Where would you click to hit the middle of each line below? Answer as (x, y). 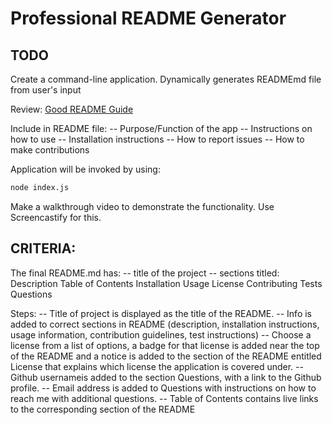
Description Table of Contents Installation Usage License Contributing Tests (166, 283)
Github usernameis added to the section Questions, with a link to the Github (166, 377)
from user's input (46, 90)
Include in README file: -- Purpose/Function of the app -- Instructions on (161, 128)
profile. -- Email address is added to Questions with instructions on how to (163, 388)
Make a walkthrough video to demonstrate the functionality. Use (142, 206)
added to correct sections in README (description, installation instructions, (165, 324)
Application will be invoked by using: (85, 169)
